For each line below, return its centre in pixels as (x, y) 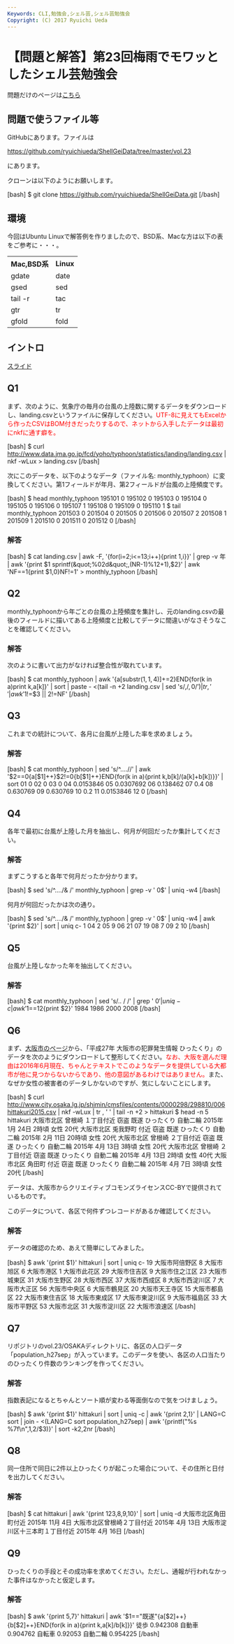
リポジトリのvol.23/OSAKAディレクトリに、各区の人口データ (95, 1346)
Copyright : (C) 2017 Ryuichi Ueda (58, 20)
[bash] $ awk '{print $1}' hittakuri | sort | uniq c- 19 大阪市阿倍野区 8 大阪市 (115, 1263)
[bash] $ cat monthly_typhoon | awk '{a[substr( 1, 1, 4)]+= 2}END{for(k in (110, 679)
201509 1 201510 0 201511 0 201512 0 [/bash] (72, 521)
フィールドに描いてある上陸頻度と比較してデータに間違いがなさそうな (120, 620)
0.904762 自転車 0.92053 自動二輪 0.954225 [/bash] (83, 1634)
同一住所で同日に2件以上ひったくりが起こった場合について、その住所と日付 (116, 1469)
